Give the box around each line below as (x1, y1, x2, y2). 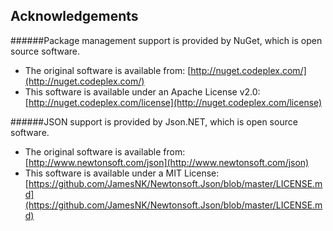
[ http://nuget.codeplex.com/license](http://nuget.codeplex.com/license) (24, 96, 323, 108)
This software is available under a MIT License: (24, 167, 220, 179)
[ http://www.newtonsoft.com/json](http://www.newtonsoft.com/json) (24, 156, 310, 168)
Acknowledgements (10, 8, 139, 25)
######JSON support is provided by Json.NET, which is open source (10, 115, 298, 128)
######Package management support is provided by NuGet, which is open (10, 34, 323, 46)
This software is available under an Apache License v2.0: (24, 85, 261, 98)
